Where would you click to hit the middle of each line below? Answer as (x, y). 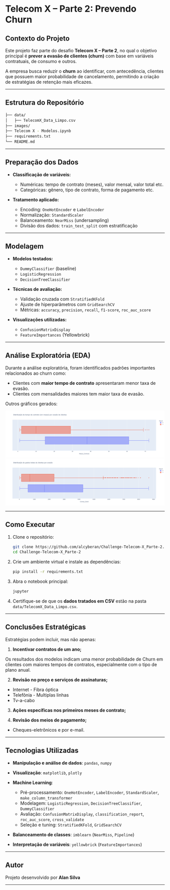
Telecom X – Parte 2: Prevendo (71, 9)
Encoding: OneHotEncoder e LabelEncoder (62, 209)
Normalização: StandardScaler (52, 215)
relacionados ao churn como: (36, 373)
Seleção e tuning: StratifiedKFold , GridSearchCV (71, 825)
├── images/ (18, 126)
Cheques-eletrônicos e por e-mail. (49, 730)
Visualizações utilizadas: (39, 319)
